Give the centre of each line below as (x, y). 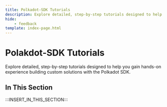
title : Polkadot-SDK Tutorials (38, 10)
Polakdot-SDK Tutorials (55, 53)
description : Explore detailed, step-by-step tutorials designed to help (84, 14)
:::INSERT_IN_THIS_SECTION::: (37, 100)
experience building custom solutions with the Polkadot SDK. (68, 72)
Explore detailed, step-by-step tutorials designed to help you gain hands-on (83, 67)
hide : (11, 19)
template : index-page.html (33, 28)
